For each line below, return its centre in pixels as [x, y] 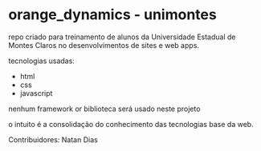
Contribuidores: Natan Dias [53, 139]
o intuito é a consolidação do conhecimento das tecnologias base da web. [131, 124]
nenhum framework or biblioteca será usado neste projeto [104, 109]
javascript [36, 93]
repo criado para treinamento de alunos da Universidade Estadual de [122, 37]
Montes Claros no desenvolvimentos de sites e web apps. [104, 45]
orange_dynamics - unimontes [112, 15]
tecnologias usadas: [41, 61]
